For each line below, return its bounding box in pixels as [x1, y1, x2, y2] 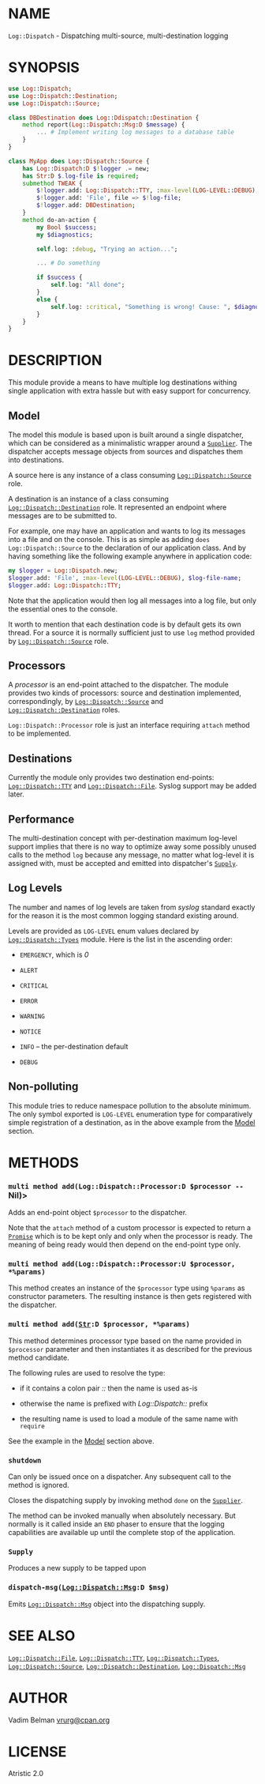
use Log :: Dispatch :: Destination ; [8, 92, 118, 100]
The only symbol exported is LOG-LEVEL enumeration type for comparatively [8, 1109, 253, 1119]
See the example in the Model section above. [8, 1436, 155, 1446]
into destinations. [8, 455, 65, 465]
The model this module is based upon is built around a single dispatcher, [8, 430, 244, 439]
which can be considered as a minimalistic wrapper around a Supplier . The [8, 438, 252, 447]
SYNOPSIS [8, 58, 80, 77]
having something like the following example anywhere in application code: [8, 551, 252, 561]
